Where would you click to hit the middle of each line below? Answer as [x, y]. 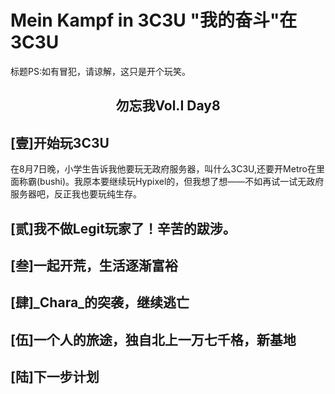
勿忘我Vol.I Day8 [168, 106]
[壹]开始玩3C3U [60, 142]
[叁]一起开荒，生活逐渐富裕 [94, 265]
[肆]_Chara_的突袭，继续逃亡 [100, 302]
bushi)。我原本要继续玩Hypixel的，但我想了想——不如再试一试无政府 [182, 182]
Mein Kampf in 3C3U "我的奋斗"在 [154, 20]
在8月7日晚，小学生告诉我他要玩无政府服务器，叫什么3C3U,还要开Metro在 [163, 169]
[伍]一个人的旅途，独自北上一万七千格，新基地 [153, 339]
